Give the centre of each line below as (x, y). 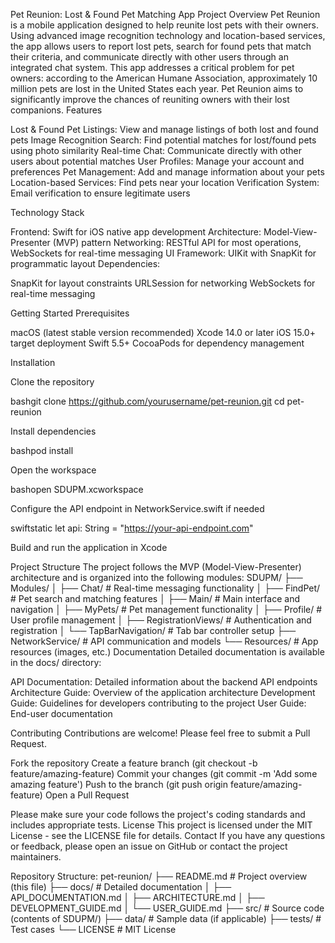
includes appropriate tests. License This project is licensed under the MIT (161, 825)
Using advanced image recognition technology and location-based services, (168, 35)
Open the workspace (53, 470)
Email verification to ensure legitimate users (100, 193)
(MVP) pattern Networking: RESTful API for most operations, (177, 242)
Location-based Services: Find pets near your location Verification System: (165, 182)
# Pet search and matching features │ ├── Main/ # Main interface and (155, 598)
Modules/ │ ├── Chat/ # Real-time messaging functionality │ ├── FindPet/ (165, 588)
